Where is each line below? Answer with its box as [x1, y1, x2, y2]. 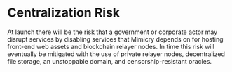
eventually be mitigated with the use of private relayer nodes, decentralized [7, 50, 226, 58]
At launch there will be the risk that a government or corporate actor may [7, 28, 218, 36]
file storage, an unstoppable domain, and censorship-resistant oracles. [7, 57, 212, 65]
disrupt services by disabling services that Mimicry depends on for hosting [7, 35, 224, 43]
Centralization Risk [7, 5, 121, 21]
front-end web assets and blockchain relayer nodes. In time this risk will [7, 42, 215, 51]
